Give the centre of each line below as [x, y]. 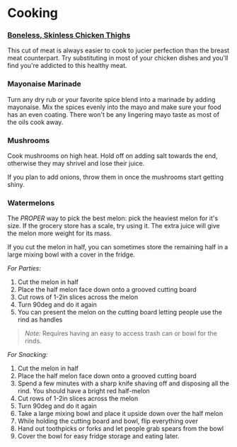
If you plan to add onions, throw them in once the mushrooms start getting [116, 177]
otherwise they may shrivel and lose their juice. [76, 164]
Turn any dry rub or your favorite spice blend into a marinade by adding [111, 99]
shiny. [16, 185]
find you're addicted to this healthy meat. [67, 66]
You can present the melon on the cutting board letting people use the [120, 312]
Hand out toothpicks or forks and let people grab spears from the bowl [121, 429]
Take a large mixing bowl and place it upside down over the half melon [120, 414]
